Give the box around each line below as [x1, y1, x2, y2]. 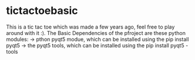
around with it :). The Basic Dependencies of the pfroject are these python [6, 29, 186, 36]
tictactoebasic [6, 4, 78, 17]
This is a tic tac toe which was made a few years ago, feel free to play [6, 23, 175, 30]
